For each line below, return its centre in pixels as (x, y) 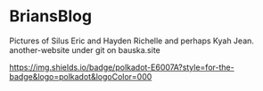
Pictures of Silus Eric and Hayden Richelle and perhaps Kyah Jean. (131, 41)
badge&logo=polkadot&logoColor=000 (81, 76)
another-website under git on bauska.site (85, 49)
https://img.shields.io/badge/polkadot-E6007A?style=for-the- (122, 67)
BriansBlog (50, 16)
